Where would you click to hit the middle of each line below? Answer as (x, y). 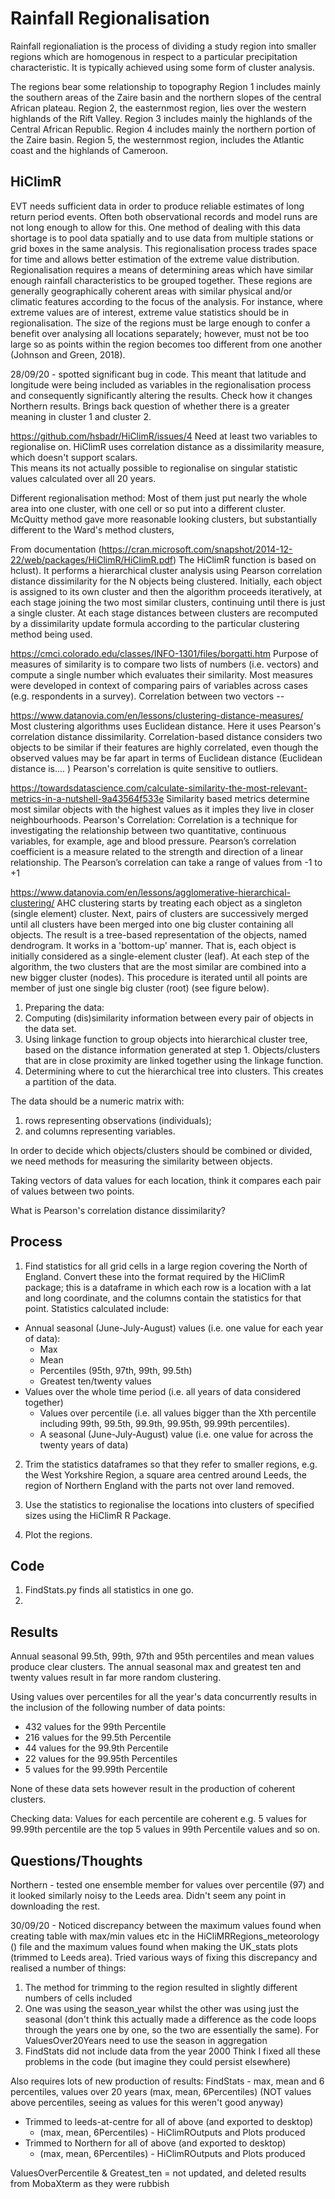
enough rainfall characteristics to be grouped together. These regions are (161, 280)
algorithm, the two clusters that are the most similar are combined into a (158, 966)
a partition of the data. (70, 1081)
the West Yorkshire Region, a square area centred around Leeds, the (165, 1474)
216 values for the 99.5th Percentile (98, 1738)
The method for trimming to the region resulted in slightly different (161, 1987)
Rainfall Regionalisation (110, 18)
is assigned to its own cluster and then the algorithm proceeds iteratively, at (166, 591)
